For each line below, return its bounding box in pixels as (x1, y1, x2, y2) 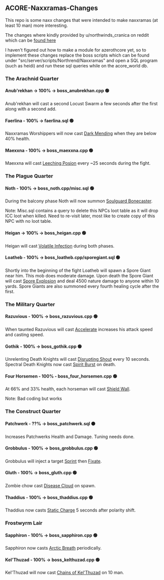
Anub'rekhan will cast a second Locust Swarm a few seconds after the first (5, 100, 158, 106)
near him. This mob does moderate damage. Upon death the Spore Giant (5, 272, 154, 278)
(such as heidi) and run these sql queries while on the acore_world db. (5, 63, 148, 68)
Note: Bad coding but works (5, 395, 62, 401)
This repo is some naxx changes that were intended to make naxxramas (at (5, 17, 158, 23)
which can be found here (5, 37, 56, 43)
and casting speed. (5, 332, 44, 337)
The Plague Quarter (5, 173, 53, 180)
